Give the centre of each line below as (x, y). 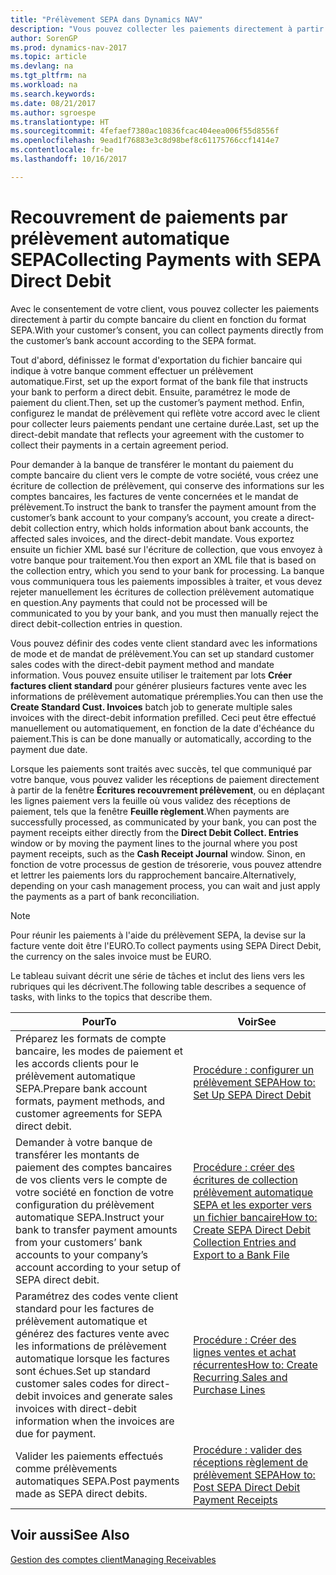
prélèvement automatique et (81, 1321)
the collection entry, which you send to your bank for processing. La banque (167, 570)
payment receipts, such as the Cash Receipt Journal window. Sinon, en (158, 853)
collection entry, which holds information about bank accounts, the (171, 528)
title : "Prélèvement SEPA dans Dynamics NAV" (106, 19)
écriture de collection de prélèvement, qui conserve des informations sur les (167, 485)
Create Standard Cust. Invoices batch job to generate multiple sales (151, 707)
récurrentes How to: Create (255, 1364)
